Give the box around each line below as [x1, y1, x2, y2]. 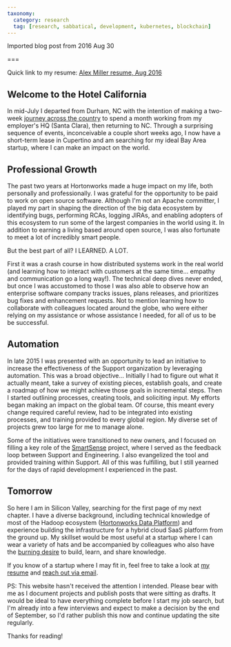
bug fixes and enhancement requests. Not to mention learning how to [7, 297, 205, 304]
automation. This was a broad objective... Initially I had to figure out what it [7, 371, 219, 379]
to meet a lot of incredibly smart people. [7, 233, 121, 241]
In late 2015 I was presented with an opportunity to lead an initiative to [7, 357, 206, 365]
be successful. [7, 319, 50, 326]
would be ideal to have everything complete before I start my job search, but [7, 596, 224, 604]
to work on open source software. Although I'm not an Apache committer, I [7, 197, 219, 204]
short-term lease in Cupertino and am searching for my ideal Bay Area [7, 136, 207, 145]
